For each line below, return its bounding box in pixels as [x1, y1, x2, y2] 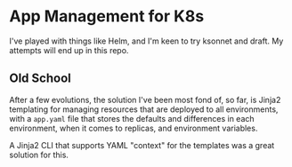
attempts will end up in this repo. [9, 44, 129, 55]
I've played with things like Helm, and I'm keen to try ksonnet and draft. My [9, 36, 284, 46]
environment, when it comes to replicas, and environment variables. [9, 123, 258, 133]
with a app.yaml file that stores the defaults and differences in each [9, 113, 255, 123]
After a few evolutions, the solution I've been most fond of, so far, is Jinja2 [9, 94, 281, 105]
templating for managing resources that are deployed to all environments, [9, 104, 279, 115]
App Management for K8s [9, 6, 205, 27]
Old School [9, 71, 71, 86]
